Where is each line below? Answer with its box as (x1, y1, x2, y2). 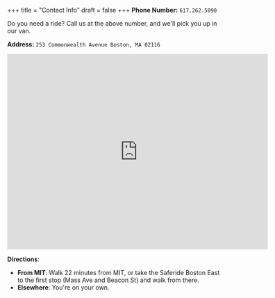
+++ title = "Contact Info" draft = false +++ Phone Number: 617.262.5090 (7, 6, 217, 14)
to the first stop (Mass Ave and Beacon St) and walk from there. (17, 276, 199, 284)
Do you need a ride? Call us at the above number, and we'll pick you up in (7, 19, 217, 27)
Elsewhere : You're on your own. (17, 283, 110, 291)
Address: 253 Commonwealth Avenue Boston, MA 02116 (7, 40, 161, 48)
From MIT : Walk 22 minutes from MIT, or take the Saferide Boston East (17, 269, 220, 276)
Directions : (7, 255, 40, 263)
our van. (7, 27, 31, 35)
